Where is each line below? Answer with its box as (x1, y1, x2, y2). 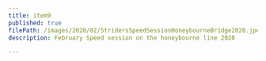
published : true (8, 19, 62, 27)
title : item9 (8, 11, 51, 20)
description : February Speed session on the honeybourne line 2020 (8, 33, 236, 42)
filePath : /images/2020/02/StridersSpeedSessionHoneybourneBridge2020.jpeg (8, 26, 264, 34)
